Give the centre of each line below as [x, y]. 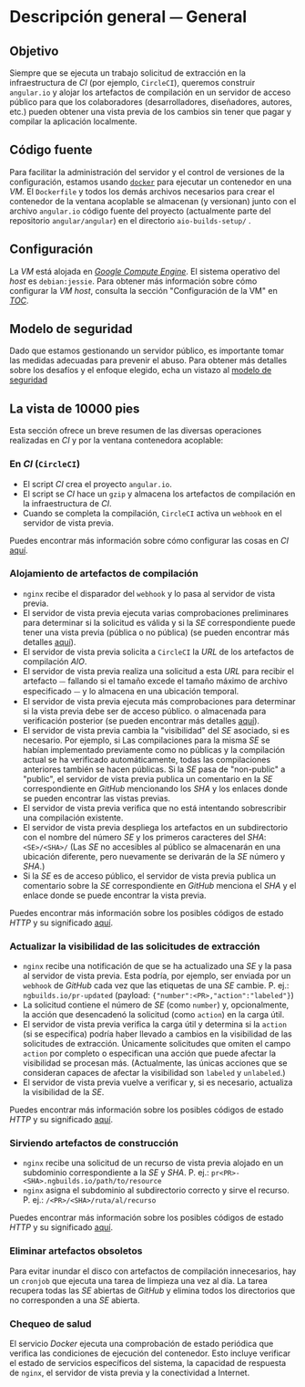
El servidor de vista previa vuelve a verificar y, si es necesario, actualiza [158, 1082]
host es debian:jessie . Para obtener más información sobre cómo [133, 281]
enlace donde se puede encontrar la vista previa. [114, 895]
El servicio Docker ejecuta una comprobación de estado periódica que [142, 1344]
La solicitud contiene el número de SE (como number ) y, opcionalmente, [156, 1005]
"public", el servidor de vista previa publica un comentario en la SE [147, 778]
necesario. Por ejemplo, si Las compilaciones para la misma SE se [146, 740]
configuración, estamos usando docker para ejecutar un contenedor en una [151, 182]
